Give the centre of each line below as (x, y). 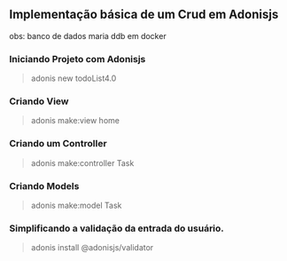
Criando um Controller (58, 144)
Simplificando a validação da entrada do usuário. (116, 228)
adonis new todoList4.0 (74, 78)
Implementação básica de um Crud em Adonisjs (144, 15)
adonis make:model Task (76, 205)
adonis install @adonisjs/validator (92, 248)
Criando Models (44, 186)
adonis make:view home (75, 121)
